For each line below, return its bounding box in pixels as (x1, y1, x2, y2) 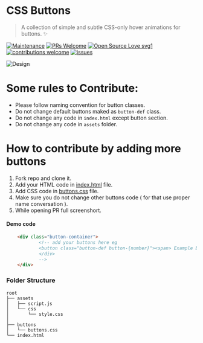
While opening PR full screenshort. (14, 207, 101, 214)
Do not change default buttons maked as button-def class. (14, 107, 161, 115)
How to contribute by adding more (6, 142, 181, 156)
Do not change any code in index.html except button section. (14, 114, 168, 121)
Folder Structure (6, 276, 56, 284)
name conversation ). (14, 200, 68, 207)
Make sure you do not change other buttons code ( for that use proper (14, 194, 190, 201)
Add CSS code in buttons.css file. (14, 187, 99, 194)
